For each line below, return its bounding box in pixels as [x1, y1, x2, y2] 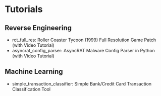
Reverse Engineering [5, 24, 72, 32]
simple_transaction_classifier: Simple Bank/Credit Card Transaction [12, 80, 152, 86]
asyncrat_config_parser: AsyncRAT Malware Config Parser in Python [12, 48, 155, 53]
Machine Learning [5, 67, 64, 76]
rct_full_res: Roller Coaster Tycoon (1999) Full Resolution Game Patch [12, 37, 156, 43]
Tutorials [5, 4, 43, 15]
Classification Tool [12, 86, 51, 92]
